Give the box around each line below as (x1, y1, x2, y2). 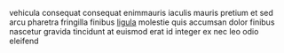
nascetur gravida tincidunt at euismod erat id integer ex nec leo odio (9, 26, 259, 36)
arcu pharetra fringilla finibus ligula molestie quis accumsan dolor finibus (9, 17, 275, 27)
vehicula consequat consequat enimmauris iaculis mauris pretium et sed (9, 8, 273, 18)
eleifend (9, 35, 39, 46)
